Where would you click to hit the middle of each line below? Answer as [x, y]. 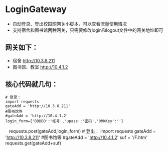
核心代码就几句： [32, 84]
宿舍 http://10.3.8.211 [34, 60]
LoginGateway [36, 9]
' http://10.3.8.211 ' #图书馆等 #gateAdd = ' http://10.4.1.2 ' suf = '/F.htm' [76, 137]
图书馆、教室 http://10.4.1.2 [40, 67]
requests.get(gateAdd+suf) [33, 143]
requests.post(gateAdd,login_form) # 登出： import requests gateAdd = [82, 131]
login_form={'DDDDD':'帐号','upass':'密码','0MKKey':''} [64, 121]
